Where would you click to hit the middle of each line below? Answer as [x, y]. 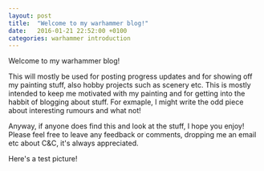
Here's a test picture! [43, 159]
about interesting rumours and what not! [75, 111]
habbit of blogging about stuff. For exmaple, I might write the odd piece [126, 102]
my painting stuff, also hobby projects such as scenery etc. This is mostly [130, 85]
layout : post [30, 16]
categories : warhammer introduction [69, 38]
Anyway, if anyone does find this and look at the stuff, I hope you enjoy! [126, 126]
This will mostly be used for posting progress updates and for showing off [130, 76]
